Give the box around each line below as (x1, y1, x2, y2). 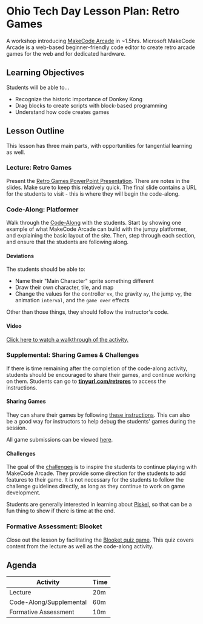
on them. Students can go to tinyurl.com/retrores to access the (6, 377, 167, 385)
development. (6, 489, 41, 496)
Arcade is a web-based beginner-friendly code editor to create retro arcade (6, 44, 196, 51)
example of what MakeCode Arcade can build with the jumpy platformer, (6, 225, 187, 233)
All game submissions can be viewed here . (6, 436, 113, 443)
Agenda (6, 560, 37, 570)
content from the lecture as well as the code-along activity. (6, 542, 154, 549)
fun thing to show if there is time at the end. (6, 507, 115, 514)
